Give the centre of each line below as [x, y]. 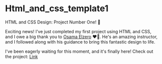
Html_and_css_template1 [57, 9]
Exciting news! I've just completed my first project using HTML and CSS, [78, 31]
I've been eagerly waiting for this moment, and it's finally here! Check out [79, 51]
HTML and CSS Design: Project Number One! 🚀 [53, 22]
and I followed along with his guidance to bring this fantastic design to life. [80, 42]
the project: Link [22, 56]
